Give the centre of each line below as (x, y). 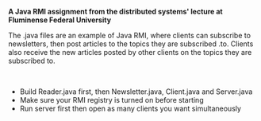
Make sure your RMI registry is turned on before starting (111, 100)
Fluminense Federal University (60, 20)
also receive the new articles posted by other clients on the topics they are (130, 52)
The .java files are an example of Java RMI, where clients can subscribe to (130, 35)
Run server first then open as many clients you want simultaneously (130, 108)
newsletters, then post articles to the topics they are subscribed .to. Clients (131, 44)
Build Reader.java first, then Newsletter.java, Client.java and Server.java (136, 92)
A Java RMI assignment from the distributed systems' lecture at (116, 12)
